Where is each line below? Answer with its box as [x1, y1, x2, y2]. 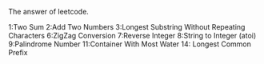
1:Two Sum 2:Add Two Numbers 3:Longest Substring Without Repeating [8, 22, 246, 31]
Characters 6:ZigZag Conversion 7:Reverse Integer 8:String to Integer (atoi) [8, 31, 257, 40]
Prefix [8, 48, 28, 57]
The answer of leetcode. [8, 7, 90, 16]
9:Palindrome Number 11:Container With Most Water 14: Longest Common [8, 39, 252, 49]
